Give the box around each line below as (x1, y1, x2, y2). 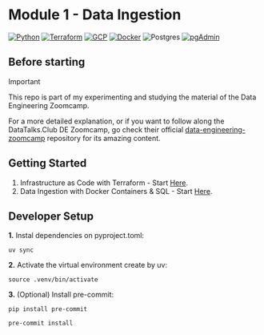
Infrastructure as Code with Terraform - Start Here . (19, 178, 189, 188)
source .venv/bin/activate (8, 276, 98, 284)
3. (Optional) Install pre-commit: (8, 290, 114, 300)
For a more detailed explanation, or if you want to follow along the (8, 116, 225, 126)
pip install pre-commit (8, 305, 88, 313)
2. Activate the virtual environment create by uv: (8, 260, 168, 270)
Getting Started (8, 156, 87, 170)
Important (8, 76, 41, 86)
